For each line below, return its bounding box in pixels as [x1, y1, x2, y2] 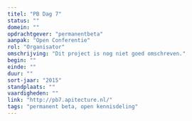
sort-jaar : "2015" [7, 76, 62, 84]
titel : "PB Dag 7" [7, 10, 62, 18]
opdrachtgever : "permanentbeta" [7, 30, 103, 38]
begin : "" [7, 57, 37, 64]
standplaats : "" [7, 83, 55, 90]
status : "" [7, 17, 40, 24]
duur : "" [7, 70, 33, 77]
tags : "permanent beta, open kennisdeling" [7, 103, 139, 110]
